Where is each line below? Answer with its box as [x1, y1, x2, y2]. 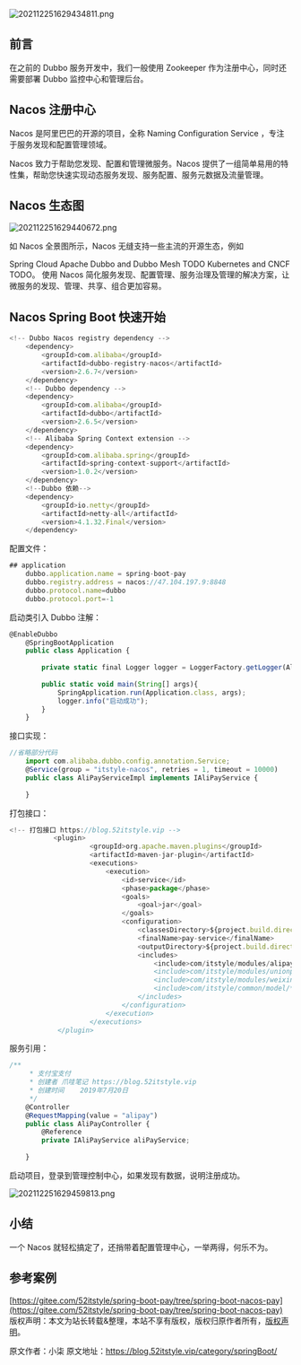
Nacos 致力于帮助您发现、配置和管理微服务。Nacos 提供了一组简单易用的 [9, 158, 281, 169]
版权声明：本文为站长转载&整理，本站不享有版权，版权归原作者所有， [9, 1315, 266, 1326]
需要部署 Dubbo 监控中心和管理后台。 [9, 73, 149, 84]
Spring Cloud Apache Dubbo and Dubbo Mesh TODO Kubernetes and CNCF [9, 258, 291, 269]
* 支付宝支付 [29, 1069, 72, 1079]
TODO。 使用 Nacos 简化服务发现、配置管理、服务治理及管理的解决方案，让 [9, 269, 290, 280]
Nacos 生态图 [9, 198, 85, 214]
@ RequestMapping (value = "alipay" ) [25, 1111, 159, 1120]
